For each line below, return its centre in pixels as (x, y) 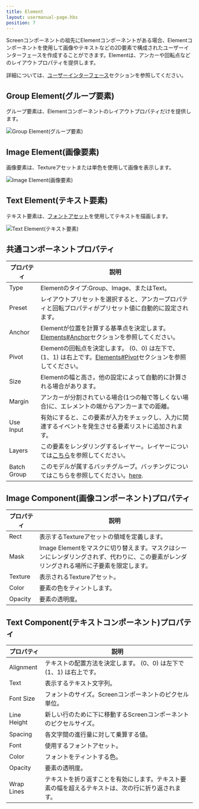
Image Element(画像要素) (53, 152)
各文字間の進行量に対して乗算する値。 (98, 735)
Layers (19, 450)
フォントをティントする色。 (83, 757)
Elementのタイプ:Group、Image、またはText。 (105, 288)
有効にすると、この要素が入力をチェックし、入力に (112, 417)
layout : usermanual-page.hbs (42, 17)
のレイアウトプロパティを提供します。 (52, 62)
